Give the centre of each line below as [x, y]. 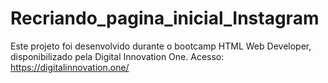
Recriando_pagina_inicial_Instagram [165, 18]
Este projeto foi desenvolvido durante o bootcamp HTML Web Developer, [161, 46]
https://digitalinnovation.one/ [70, 67]
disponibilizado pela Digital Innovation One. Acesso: [117, 56]
